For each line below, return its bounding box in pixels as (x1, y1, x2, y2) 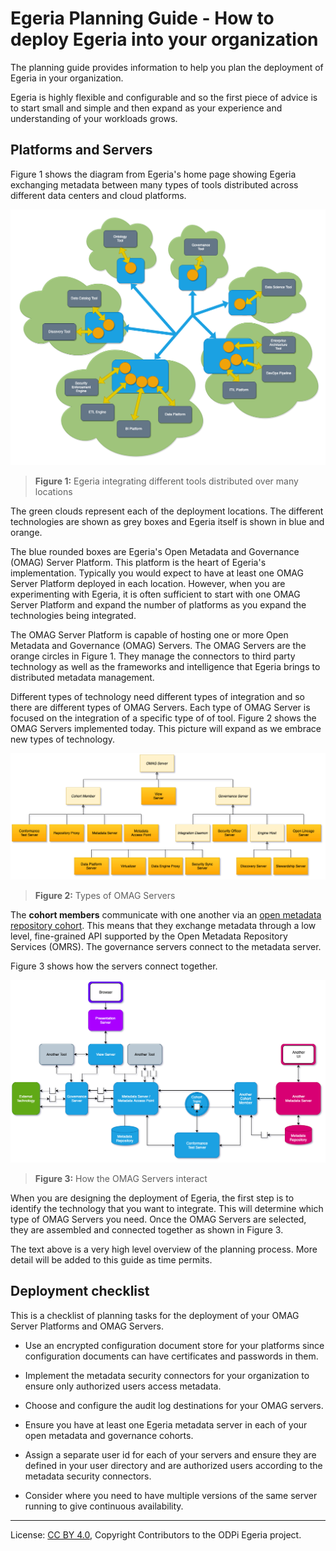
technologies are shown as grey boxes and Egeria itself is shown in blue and (10, 515, 325, 527)
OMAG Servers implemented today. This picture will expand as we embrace (10, 722, 322, 734)
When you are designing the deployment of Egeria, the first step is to (10, 1192, 295, 1204)
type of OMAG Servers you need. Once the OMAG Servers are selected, (10, 1213, 307, 1225)
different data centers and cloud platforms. (10, 189, 187, 201)
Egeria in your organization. (10, 72, 124, 84)
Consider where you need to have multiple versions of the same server (24, 1489, 318, 1501)
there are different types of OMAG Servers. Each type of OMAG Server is (10, 701, 311, 713)
